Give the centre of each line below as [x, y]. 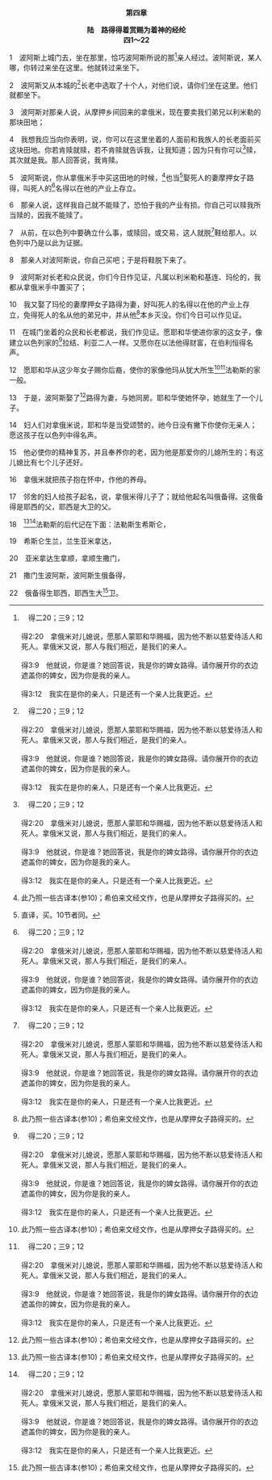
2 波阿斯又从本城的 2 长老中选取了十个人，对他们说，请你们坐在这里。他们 [133, 84]
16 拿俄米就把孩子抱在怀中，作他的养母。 [80, 479]
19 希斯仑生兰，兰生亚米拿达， [63, 541]
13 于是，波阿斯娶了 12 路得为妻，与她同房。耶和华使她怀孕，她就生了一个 [133, 396]
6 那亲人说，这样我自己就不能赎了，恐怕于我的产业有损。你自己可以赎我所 [135, 205]
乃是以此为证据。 [59, 242]
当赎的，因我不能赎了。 [48, 215]
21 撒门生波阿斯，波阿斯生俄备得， [69, 576]
